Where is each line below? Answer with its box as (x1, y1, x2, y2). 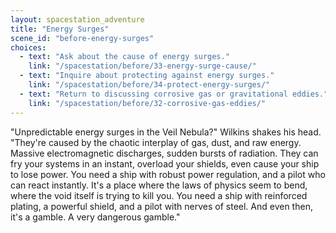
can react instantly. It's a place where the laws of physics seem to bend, (10, 179, 308, 191)
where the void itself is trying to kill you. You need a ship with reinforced (10, 189, 308, 201)
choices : (10, 42, 47, 53)
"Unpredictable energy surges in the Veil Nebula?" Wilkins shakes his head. (10, 126, 322, 138)
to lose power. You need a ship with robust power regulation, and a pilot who (10, 168, 326, 180)
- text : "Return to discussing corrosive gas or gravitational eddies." (19, 89, 329, 99)
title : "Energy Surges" (10, 24, 110, 34)
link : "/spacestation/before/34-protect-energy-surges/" (28, 80, 271, 90)
